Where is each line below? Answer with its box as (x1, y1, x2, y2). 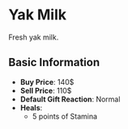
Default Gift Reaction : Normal (19, 94, 121, 104)
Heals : (19, 102, 43, 112)
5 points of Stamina (32, 111, 98, 121)
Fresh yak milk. (8, 32, 59, 42)
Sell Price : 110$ (19, 85, 72, 95)
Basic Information (8, 56, 100, 69)
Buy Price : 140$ (19, 77, 75, 86)
